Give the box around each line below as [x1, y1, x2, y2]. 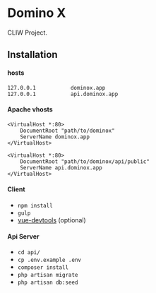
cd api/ [17, 249, 40, 256]
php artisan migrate [17, 272, 78, 279]
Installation [7, 49, 58, 61]
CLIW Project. [7, 28, 48, 37]
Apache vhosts [7, 105, 53, 114]
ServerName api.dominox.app [20, 164, 102, 171]
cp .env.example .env [17, 256, 81, 264]
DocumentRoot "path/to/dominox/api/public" [20, 157, 150, 165]
